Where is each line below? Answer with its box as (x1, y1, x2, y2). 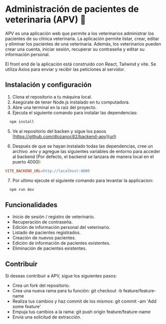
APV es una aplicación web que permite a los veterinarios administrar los (5, 30, 155, 36)
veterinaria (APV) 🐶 (5, 14, 86, 25)
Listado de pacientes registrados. (12, 229, 81, 236)
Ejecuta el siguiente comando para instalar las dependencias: (12, 109, 138, 115)
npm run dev (9, 187, 35, 192)
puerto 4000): (12, 159, 41, 164)
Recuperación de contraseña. (12, 219, 73, 225)
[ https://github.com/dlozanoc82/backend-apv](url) (12, 133, 116, 139)
